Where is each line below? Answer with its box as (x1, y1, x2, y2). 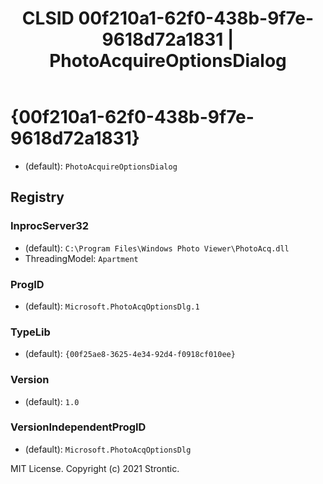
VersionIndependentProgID (10, 420, 147, 434)
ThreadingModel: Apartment (24, 252, 139, 264)
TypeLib (10, 325, 51, 339)
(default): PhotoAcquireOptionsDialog (24, 160, 178, 172)
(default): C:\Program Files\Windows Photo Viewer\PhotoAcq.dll (24, 242, 290, 254)
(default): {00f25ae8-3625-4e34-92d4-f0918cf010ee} (24, 348, 236, 360)
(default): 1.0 (24, 395, 80, 407)
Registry (10, 189, 65, 206)
